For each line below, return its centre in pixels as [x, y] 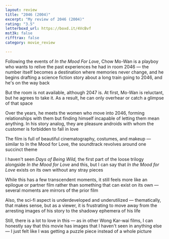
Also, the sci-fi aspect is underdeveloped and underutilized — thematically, [83, 200]
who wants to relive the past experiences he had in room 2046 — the [77, 66]
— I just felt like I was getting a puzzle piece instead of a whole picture [78, 231]
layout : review [21, 10]
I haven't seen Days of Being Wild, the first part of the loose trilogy [75, 159]
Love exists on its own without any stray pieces [54, 170]
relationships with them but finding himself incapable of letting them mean [82, 118]
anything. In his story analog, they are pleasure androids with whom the [79, 123]
